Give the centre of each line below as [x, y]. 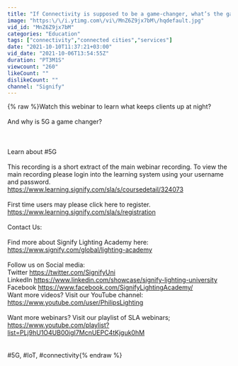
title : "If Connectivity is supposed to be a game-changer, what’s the [115, 14]
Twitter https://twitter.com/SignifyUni [61, 272]
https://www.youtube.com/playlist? [58, 325]
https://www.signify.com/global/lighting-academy [80, 250]
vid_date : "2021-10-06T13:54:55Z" [58, 54]
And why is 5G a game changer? [55, 122]
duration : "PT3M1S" [36, 60]
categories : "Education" [44, 34]
